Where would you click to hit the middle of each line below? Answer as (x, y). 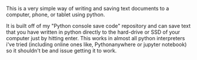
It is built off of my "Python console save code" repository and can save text (98, 26)
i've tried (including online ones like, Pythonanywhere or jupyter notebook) (96, 44)
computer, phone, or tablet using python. (56, 15)
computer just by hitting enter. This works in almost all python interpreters (96, 38)
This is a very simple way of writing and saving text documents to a (88, 8)
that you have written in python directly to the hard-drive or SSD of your (93, 32)
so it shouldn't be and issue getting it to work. (61, 51)
